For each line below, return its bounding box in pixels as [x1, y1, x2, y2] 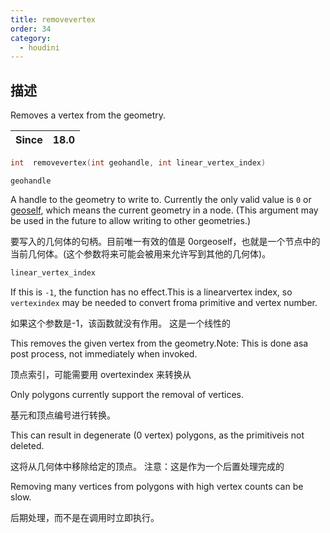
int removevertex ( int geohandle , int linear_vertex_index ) [10, 158, 267, 168]
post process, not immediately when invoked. [10, 347, 198, 360]
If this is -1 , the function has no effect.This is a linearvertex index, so [10, 286, 293, 298]
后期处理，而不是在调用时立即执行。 [10, 511, 160, 523]
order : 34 [10, 24, 52, 34]
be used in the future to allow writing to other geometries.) [10, 214, 252, 226]
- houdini [19, 42, 60, 53]
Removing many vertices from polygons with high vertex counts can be [10, 480, 304, 492]
